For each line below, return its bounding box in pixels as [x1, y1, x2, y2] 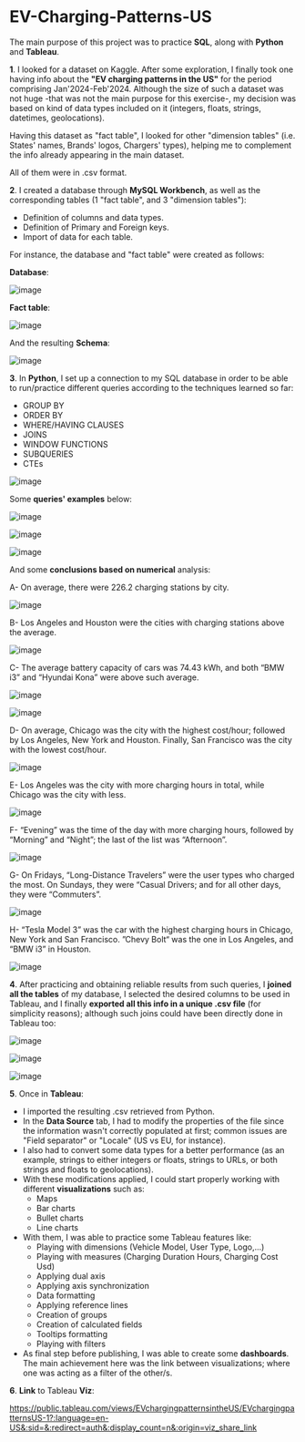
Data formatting [36, 1290, 96, 1301]
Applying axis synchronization [36, 1280, 150, 1291]
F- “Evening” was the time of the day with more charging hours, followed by [9, 824, 294, 835]
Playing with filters [36, 1338, 107, 1349]
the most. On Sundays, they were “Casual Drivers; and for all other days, [9, 879, 281, 890]
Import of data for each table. [22, 231, 134, 242]
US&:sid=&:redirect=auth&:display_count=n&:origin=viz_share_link [9, 1422, 258, 1433]
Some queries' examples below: [9, 493, 132, 504]
